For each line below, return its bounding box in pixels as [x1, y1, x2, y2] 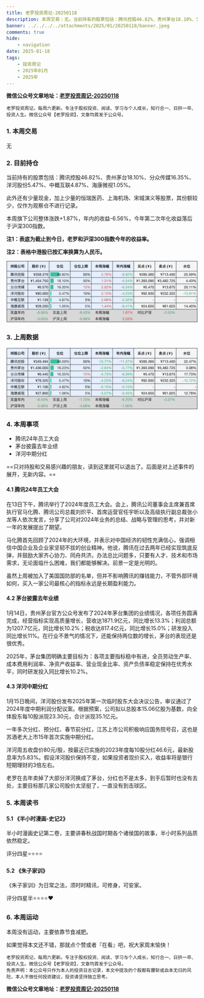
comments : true [6, 29, 45, 35]
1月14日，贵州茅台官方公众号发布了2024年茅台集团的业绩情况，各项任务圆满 [6, 609, 198, 617]
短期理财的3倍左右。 [6, 761, 58, 769]
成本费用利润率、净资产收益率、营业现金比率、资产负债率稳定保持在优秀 [6, 660, 187, 667]
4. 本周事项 [6, 420, 39, 429]
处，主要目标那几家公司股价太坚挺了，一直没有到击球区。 [6, 782, 150, 789]
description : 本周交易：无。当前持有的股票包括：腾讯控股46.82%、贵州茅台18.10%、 [6, 16, 197, 23]
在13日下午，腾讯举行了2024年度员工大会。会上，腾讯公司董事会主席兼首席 [6, 501, 195, 508]
